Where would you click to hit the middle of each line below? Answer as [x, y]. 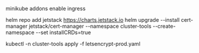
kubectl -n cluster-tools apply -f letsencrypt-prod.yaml [73, 44]
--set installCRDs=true [63, 32]
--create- [164, 26]
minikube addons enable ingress [46, 9]
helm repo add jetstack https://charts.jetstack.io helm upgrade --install [93, 20]
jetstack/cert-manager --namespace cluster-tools [90, 26]
